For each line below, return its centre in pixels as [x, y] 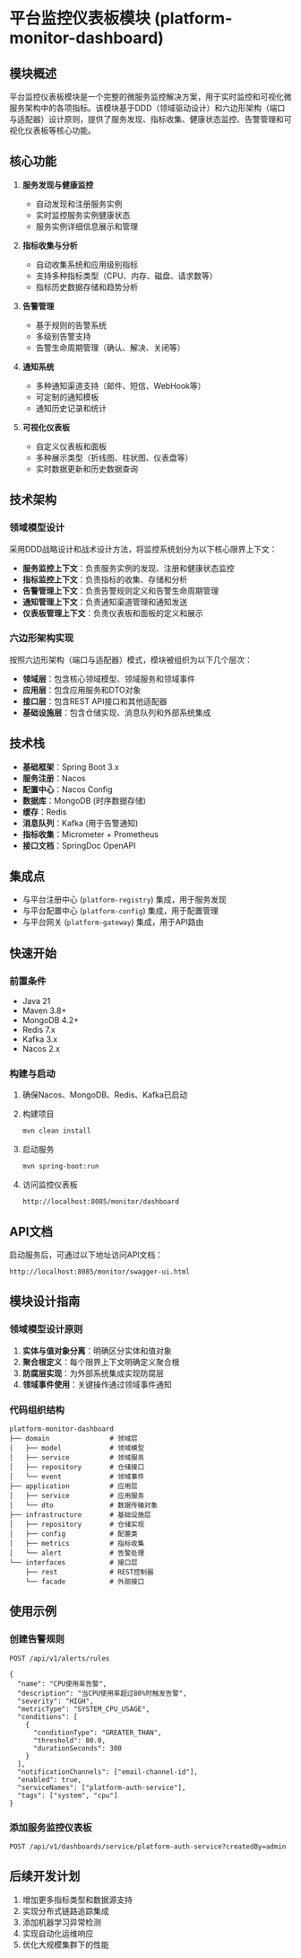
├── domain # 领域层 [73, 1438]
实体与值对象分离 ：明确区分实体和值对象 [97, 1350]
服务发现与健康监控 [58, 184]
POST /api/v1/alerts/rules [60, 1658]
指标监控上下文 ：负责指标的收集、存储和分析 [105, 579]
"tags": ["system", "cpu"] [68, 1795]
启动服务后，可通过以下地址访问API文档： [86, 1255]
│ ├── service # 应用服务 [77, 1495]
